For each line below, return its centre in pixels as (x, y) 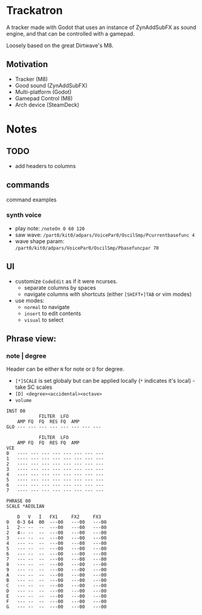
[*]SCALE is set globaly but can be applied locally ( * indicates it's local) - (105, 381)
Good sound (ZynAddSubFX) (51, 85)
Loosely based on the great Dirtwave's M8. (60, 45)
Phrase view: (31, 339)
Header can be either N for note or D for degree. (65, 369)
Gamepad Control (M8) (44, 98)
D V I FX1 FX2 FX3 (59, 517)
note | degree (26, 356)
